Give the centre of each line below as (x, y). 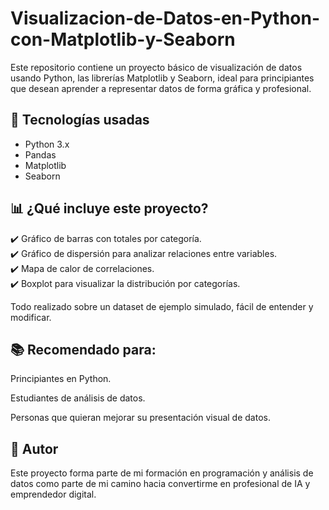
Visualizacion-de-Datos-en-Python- (165, 18)
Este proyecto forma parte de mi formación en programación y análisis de (162, 473)
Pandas (40, 154)
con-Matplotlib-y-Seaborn (123, 39)
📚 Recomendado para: (83, 349)
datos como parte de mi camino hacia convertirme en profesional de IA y (160, 484)
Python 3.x (47, 144)
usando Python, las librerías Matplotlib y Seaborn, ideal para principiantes (162, 78)
